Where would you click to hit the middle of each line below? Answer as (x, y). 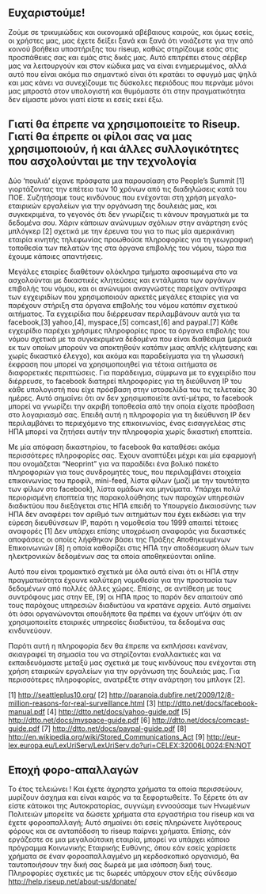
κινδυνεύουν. (30, 630)
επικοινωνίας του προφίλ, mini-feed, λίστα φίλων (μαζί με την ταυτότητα (129, 480)
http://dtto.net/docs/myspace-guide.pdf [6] (79, 720)
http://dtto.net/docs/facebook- (208, 703)
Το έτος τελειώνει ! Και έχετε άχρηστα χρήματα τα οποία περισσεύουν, (126, 789)
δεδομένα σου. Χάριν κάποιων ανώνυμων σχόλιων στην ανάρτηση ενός (128, 223)
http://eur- (224, 736)
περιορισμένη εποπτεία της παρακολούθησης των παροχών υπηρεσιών (126, 497)
